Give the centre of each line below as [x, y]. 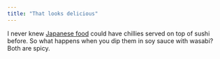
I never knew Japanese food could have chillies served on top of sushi [109, 33]
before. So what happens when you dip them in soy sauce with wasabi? [110, 41]
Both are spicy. [29, 48]
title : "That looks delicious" [53, 14]
